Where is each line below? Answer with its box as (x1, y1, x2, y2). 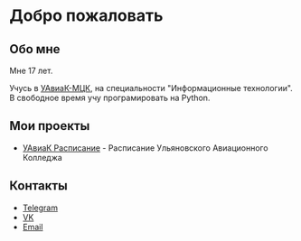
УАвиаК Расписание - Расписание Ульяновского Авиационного (22, 142, 268, 153)
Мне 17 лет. (9, 65, 53, 76)
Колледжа (22, 152, 63, 162)
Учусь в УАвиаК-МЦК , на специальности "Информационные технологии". (9, 83, 294, 93)
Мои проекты (9, 118, 90, 134)
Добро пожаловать (9, 5, 164, 26)
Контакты (9, 178, 68, 194)
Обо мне (9, 42, 61, 57)
